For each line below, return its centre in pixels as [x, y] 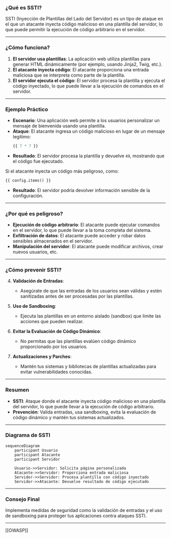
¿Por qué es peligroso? [34, 213]
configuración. [28, 195]
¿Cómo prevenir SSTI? [34, 270]
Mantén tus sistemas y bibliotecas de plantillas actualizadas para [88, 366]
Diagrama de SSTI [28, 435]
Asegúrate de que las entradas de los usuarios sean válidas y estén [91, 291]
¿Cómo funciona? [27, 47]
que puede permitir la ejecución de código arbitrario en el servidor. [76, 30]
